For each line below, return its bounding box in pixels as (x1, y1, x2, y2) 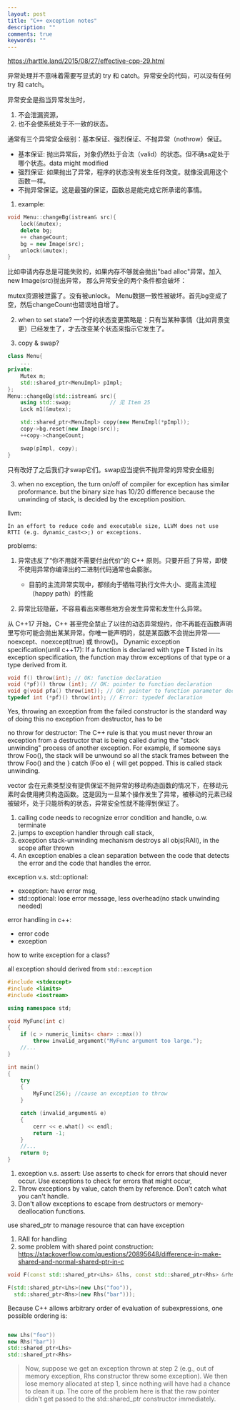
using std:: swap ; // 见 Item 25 (20, 399, 151, 406)
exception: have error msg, (17, 886, 98, 895)
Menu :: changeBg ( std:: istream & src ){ (7, 392, 116, 400)
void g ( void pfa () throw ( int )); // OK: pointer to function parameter (7, 687, 222, 695)
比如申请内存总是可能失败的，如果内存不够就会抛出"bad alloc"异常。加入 (7, 267, 221, 276)
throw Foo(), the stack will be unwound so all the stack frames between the (7, 751, 229, 759)
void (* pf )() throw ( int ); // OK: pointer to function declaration (7, 681, 213, 688)
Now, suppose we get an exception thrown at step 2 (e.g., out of (24, 1364, 214, 1373)
